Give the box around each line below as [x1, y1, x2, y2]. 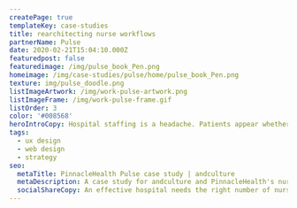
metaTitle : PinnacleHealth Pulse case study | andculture [17, 169, 236, 178]
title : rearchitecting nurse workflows [9, 29, 156, 38]
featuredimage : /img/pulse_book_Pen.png [9, 63, 161, 72]
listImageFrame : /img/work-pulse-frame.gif [9, 95, 172, 104]
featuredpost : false [9, 54, 86, 63]
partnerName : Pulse [9, 37, 81, 47]
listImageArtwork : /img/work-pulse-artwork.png [9, 87, 188, 96]
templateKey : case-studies [9, 21, 109, 30]
